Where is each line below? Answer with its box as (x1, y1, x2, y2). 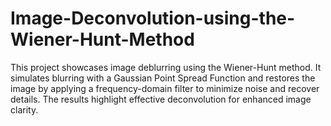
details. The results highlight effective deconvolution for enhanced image (10, 93, 312, 105)
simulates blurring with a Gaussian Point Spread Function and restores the (10, 72, 316, 84)
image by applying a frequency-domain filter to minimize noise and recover (10, 82, 320, 94)
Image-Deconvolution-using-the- (10, 7, 296, 30)
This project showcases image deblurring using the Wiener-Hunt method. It (10, 61, 322, 73)
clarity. (10, 103, 39, 116)
